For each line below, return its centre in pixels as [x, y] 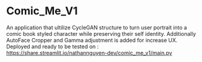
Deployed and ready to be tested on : [53, 46]
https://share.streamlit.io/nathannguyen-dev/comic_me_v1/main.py [89, 52]
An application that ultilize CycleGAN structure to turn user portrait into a [97, 27]
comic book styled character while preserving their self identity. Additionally [101, 33]
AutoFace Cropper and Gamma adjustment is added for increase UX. [92, 40]
